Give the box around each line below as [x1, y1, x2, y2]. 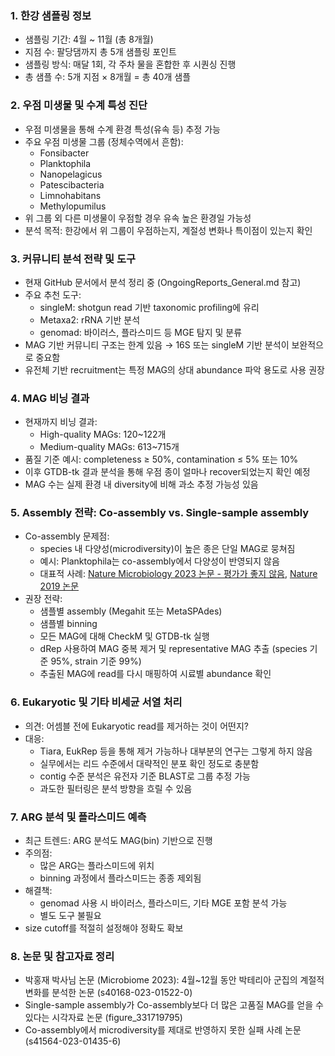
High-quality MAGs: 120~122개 [39, 428, 167, 441]
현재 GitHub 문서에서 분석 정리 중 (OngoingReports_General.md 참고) [24, 276, 302, 288]
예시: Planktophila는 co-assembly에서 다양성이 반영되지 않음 [39, 555, 280, 567]
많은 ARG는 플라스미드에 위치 [39, 860, 155, 872]
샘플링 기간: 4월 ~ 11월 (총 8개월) [24, 33, 154, 46]
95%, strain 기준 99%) [50, 655, 142, 667]
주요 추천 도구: [24, 288, 82, 301]
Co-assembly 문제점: [24, 530, 110, 542]
